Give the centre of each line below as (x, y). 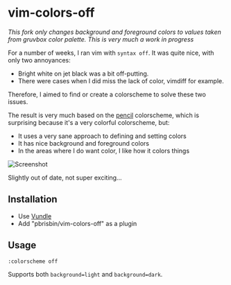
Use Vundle (35, 216)
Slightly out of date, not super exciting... (65, 178)
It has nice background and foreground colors (84, 143)
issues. (18, 101)
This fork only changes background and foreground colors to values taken (114, 32)
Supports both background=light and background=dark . (85, 274)
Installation (33, 199)
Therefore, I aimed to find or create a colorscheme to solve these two (107, 94)
